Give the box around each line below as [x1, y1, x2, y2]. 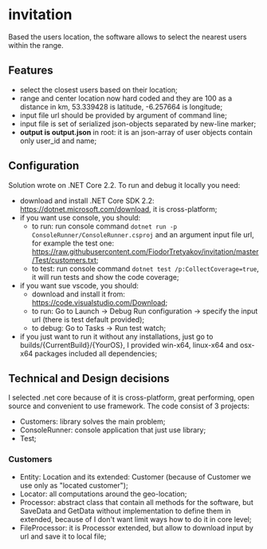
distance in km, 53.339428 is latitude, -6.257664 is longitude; [19, 101, 223, 111]
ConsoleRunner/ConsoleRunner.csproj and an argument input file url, [31, 229, 254, 239]
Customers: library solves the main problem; [19, 417, 166, 427]
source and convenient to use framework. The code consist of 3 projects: [8, 401, 249, 411]
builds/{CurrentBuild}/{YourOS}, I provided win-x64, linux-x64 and [19, 340, 239, 349]
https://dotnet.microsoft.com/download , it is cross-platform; [19, 204, 218, 213]
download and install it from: [31, 289, 126, 299]
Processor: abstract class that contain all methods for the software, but [19, 497, 253, 507]
